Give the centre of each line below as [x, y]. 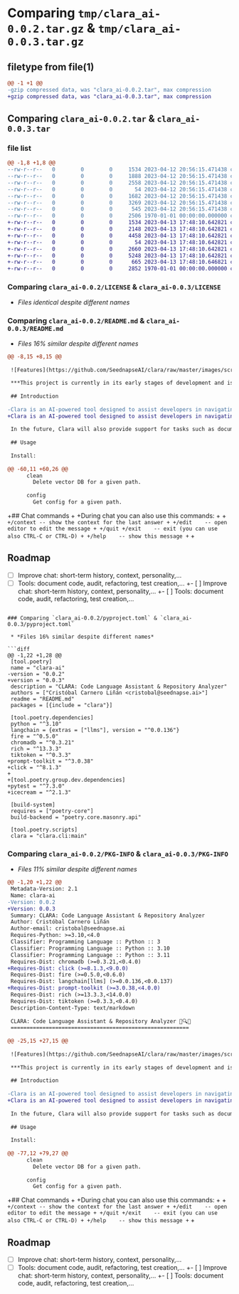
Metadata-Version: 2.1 [44, 889]
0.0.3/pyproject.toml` [41, 624]
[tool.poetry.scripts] [44, 829]
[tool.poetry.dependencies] [52, 717]
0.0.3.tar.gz [46, 42]
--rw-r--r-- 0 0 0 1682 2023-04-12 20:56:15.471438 [117, 196]
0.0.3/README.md [36, 329]
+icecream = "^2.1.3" [39, 792]
